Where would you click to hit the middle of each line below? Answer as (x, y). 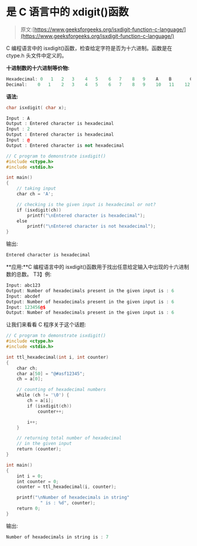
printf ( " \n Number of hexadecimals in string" (73, 498)
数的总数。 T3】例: (29, 274)
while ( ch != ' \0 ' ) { (43, 395)
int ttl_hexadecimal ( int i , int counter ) (57, 357)
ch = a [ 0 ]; (30, 379)
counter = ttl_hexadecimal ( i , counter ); (67, 487)
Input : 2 (18, 129)
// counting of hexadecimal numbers (62, 390)
